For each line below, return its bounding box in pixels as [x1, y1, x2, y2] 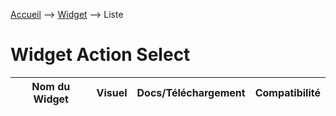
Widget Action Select [10, 44, 191, 66]
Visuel [96, 85, 128, 99]
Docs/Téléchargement [136, 85, 246, 99]
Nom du [31, 79, 71, 93]
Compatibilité [254, 85, 321, 99]
